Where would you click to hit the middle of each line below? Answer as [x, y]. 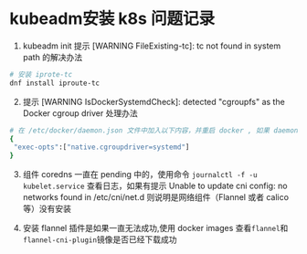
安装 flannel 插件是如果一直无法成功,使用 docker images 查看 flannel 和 [155, 228]
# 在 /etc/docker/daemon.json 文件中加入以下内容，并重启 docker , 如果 [140, 130]
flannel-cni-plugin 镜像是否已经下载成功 [100, 239]
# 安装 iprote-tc [41, 74]
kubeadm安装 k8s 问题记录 [112, 19]
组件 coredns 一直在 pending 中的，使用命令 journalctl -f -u [140, 175]
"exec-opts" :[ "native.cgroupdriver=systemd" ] [101, 147]
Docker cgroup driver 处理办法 [80, 113]
